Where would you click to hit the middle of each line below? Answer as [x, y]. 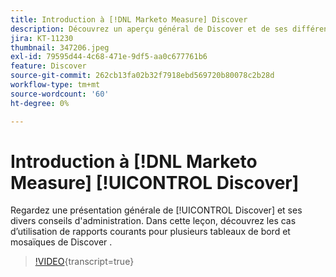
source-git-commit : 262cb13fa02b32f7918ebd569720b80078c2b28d [142, 76]
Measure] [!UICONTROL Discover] [155, 182]
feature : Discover [48, 66]
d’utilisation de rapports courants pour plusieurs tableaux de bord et [150, 232]
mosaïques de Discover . [61, 242]
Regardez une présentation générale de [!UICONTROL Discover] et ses [156, 210]
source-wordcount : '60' [60, 94]
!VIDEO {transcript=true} [84, 262]
